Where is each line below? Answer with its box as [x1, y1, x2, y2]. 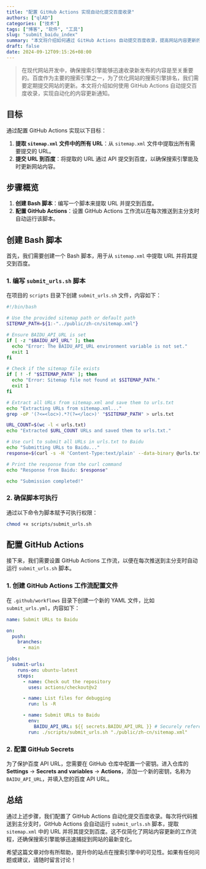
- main [22, 645, 40, 651]
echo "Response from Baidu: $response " [6, 467, 109, 473]
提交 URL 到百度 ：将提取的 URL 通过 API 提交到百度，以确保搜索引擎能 [15, 155, 194, 163]
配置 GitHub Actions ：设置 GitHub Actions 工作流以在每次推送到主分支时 [15, 207, 200, 215]
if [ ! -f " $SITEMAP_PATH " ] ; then [6, 372, 97, 378]
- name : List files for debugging [22, 695, 112, 702]
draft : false [6, 44, 40, 50]
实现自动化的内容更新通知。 [42, 90, 113, 97]
